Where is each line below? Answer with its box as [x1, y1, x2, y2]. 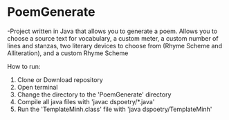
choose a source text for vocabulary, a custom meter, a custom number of [7, 34, 219, 42]
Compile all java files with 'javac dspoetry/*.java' [17, 97, 155, 106]
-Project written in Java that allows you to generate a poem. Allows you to [7, 27, 218, 35]
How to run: [7, 62, 41, 70]
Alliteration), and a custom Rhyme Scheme [7, 49, 129, 57]
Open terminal [17, 83, 58, 91]
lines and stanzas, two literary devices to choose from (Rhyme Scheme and [7, 41, 223, 50]
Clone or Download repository [17, 75, 104, 83]
